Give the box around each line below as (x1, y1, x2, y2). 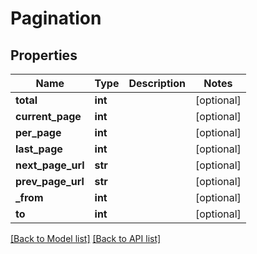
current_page (15, 110, 82, 123)
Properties (10, 47, 78, 64)
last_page (15, 142, 63, 156)
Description (128, 77, 186, 90)
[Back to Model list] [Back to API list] (10, 233, 162, 244)
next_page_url (15, 158, 85, 172)
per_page (15, 126, 62, 139)
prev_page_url (15, 175, 85, 188)
